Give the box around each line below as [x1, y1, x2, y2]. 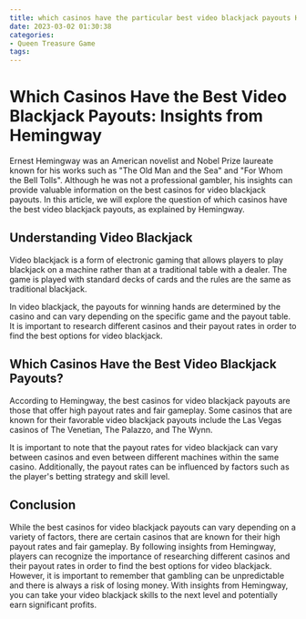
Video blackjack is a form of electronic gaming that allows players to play [9, 254, 284, 265]
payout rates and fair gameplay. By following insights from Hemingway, [9, 541, 277, 552]
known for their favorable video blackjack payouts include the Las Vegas [9, 414, 282, 425]
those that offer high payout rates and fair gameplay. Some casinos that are [9, 405, 293, 416]
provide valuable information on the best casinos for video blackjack [9, 184, 267, 196]
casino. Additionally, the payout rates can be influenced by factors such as [9, 461, 290, 472]
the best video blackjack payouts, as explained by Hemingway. [9, 204, 246, 215]
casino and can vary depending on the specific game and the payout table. [9, 311, 291, 322]
